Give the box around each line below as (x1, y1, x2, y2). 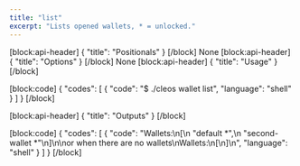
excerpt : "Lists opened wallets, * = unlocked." (9, 22, 196, 31)
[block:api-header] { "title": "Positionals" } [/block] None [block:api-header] (9, 46, 291, 57)
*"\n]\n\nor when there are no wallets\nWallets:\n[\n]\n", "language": (33, 137, 288, 148)
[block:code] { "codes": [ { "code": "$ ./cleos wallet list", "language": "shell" (9, 83, 292, 94)
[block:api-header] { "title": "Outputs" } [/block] (9, 110, 187, 121)
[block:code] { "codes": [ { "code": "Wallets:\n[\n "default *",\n (9, 127, 242, 138)
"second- (243, 127, 278, 138)
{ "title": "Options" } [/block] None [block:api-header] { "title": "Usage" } (9, 56, 278, 67)
